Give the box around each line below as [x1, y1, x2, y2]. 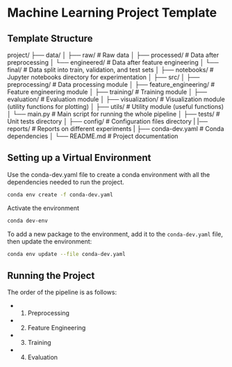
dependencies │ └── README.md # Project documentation [7, 132, 179, 140]
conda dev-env [7, 217, 49, 224]
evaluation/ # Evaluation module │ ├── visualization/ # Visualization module [7, 95, 226, 103]
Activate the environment [7, 203, 80, 212]
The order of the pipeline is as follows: [7, 288, 117, 296]
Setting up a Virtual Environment [7, 152, 151, 164]
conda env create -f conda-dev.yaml [7, 191, 113, 198]
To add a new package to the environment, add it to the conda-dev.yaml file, [7, 230, 224, 238]
